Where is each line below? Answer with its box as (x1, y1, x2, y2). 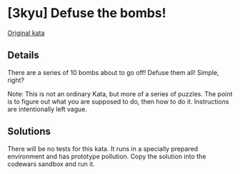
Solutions (7, 126, 51, 138)
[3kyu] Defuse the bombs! (7, 5, 166, 21)
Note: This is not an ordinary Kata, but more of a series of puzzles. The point (7, 89, 233, 98)
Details (7, 49, 39, 61)
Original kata (7, 29, 45, 37)
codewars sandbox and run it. (7, 159, 95, 168)
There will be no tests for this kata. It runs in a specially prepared (7, 144, 199, 153)
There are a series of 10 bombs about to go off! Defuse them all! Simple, (7, 68, 219, 76)
